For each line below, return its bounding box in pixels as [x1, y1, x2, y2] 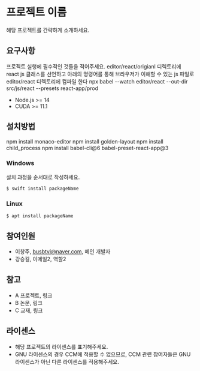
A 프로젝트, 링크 [14, 292, 53, 299]
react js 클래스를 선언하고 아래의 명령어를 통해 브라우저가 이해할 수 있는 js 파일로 [6, 70, 195, 77]
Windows [6, 159, 35, 167]
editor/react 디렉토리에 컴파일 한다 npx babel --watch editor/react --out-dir [6, 77, 188, 85]
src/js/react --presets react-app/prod [6, 85, 99, 92]
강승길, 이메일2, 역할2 [14, 255, 66, 262]
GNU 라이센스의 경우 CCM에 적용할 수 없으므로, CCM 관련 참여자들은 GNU [14, 351, 191, 358]
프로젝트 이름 [6, 5, 67, 19]
